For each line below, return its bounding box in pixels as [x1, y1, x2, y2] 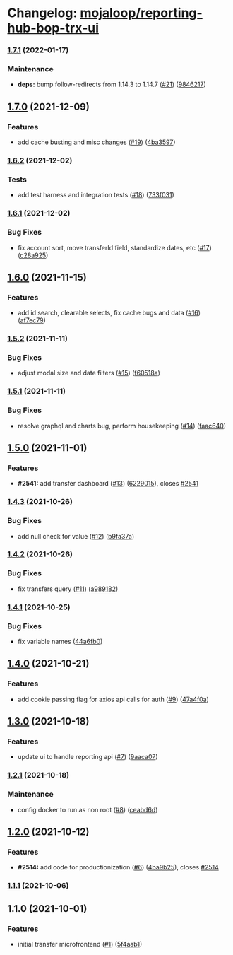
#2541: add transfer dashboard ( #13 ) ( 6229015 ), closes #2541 [17, 479, 199, 488]
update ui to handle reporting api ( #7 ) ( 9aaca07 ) [17, 753, 158, 761]
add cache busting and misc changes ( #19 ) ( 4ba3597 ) [17, 138, 176, 146]
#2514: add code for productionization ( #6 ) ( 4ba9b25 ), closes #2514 [17, 863, 219, 872]
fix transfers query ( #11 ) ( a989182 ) [17, 585, 119, 593]
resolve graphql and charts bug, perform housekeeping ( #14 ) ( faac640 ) [17, 421, 227, 430]
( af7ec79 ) [17, 316, 46, 324]
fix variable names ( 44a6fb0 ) [17, 638, 103, 645]
